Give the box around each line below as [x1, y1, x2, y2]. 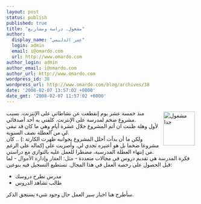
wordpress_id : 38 [6, 76, 50, 82]
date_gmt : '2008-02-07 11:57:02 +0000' [6, 93, 107, 99]
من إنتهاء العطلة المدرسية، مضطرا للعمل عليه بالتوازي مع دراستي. [6, 148, 154, 155]
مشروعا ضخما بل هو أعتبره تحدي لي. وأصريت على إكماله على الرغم [6, 141, 159, 148]
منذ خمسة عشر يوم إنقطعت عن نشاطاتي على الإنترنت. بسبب [6, 109, 145, 116]
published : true [6, 20, 47, 26]
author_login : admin [6, 59, 59, 65]
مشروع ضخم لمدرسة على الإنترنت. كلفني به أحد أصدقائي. [6, 116, 136, 123]
